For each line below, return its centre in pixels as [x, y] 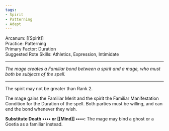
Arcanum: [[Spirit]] [25, 38]
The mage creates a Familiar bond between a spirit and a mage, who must [83, 69]
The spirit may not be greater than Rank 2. [49, 89]
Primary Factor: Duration [31, 49]
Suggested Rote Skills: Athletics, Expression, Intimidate [62, 54]
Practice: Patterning [26, 44]
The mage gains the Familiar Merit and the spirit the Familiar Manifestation [82, 98]
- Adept [13, 24]
